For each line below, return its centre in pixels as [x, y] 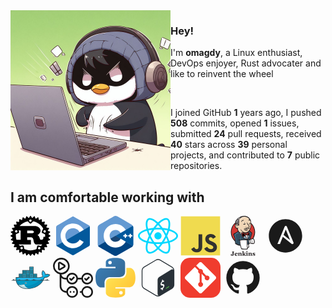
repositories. [196, 166]
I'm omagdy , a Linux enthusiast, [236, 53]
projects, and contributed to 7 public [245, 155]
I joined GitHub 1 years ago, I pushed [246, 113]
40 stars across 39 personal [229, 145]
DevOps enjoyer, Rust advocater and [246, 63]
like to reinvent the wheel [222, 74]
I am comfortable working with [107, 197]
